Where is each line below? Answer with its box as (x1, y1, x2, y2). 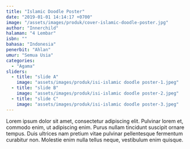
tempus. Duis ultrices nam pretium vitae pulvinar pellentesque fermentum (6, 130, 183, 137)
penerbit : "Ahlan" (6, 47, 51, 53)
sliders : (6, 69, 27, 74)
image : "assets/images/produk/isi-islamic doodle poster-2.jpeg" (16, 90, 179, 96)
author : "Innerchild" (6, 25, 59, 31)
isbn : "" (6, 36, 27, 42)
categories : (6, 57, 35, 63)
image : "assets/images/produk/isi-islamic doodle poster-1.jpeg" (16, 80, 179, 86)
